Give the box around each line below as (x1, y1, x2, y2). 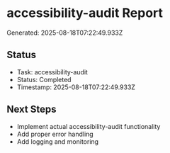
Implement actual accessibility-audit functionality (16, 122, 161, 130)
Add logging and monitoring (16, 137, 99, 146)
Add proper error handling (16, 130, 93, 138)
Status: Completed (16, 75, 72, 84)
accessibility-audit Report (6, 5, 164, 21)
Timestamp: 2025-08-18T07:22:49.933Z (16, 83, 136, 91)
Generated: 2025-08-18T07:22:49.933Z (6, 28, 123, 37)
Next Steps (6, 103, 57, 115)
